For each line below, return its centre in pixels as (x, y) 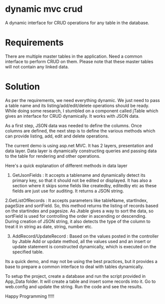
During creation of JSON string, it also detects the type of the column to (78, 221)
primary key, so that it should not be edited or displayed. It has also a (82, 180)
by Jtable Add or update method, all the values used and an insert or (82, 241)
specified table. (28, 252)
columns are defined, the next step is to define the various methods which (80, 131)
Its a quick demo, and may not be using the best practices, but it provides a (81, 261)
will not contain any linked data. (37, 67)
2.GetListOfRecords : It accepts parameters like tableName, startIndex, (77, 200)
